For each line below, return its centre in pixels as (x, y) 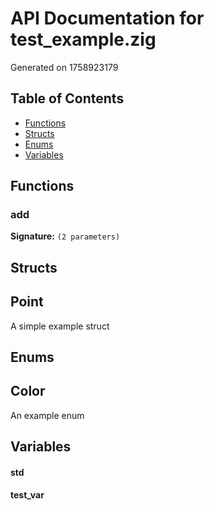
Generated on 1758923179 (64, 67)
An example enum (47, 415)
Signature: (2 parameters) (65, 236)
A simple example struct (60, 326)
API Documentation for (107, 18)
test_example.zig (83, 39)
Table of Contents (67, 98)
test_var (27, 495)
